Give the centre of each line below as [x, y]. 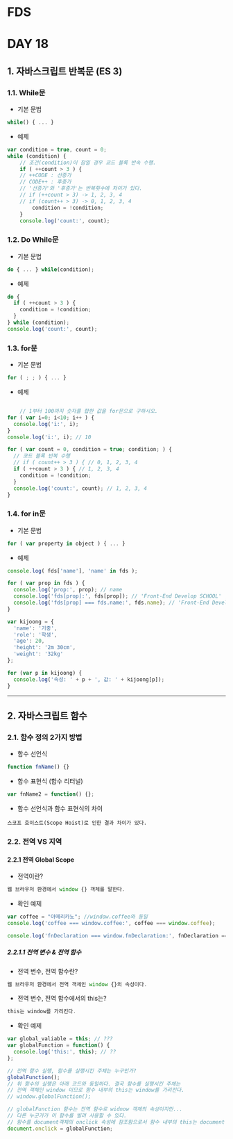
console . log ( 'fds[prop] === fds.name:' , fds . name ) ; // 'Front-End [111, 603]
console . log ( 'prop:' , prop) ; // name [68, 590]
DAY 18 [28, 44]
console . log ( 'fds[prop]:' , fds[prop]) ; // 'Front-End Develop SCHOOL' [118, 596]
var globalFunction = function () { [59, 1046]
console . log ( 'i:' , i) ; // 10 [49, 437]
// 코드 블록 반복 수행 [42, 456]
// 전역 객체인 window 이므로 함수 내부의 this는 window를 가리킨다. [96, 1090]
